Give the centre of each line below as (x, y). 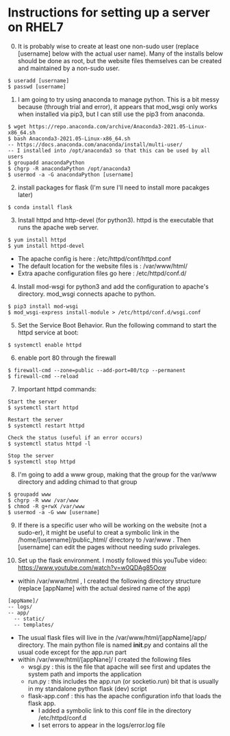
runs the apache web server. (58, 227)
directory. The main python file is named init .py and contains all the (113, 645)
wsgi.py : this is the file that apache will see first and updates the (119, 667)
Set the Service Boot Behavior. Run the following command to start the (117, 325)
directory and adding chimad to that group (77, 481)
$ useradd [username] (39, 80)
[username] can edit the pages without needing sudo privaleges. (109, 547)
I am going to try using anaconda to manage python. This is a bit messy (118, 99)
